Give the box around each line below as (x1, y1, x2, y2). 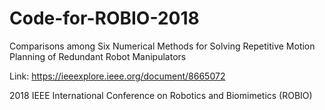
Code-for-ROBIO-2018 (9, 7, 200, 30)
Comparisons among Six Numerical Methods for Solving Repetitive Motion (9, 40, 316, 52)
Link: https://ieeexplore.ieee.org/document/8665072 (9, 70, 226, 82)
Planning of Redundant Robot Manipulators (9, 50, 187, 62)
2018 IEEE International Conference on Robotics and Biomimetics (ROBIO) (9, 89, 313, 101)
